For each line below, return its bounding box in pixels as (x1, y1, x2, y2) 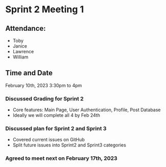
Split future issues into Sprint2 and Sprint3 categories (12, 142, 127, 148)
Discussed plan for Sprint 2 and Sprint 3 (5, 125, 107, 132)
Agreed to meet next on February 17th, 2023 (5, 155, 118, 162)
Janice (12, 43, 27, 49)
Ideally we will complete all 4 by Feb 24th (12, 112, 100, 118)
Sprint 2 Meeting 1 (5, 4, 84, 15)
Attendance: (5, 24, 46, 33)
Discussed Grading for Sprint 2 (5, 95, 84, 102)
